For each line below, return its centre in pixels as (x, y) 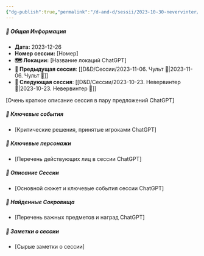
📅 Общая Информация (36, 32)
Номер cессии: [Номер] (46, 53)
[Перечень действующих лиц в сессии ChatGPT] (78, 158)
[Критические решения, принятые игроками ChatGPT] (85, 129)
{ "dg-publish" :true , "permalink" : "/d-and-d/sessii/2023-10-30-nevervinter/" (104, 12)
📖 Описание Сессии (32, 173)
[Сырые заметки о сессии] (49, 247)
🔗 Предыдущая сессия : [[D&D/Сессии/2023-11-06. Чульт (89, 69)
